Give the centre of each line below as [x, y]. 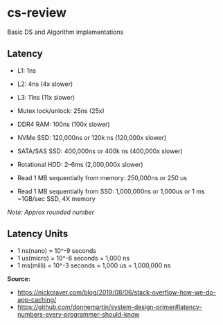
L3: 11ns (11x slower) [46, 97]
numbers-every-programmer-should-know [78, 314]
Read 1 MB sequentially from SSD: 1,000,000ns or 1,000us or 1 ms [111, 191]
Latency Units [38, 234]
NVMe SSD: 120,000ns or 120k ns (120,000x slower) [92, 137]
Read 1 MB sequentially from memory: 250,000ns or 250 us [102, 177]
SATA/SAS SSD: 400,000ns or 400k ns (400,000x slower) [100, 151]
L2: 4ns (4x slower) [45, 84]
